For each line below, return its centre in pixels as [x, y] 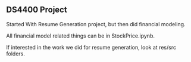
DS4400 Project [37, 10]
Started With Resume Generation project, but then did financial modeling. [96, 24]
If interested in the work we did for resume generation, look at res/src [91, 47]
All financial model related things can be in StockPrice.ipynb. [80, 36]
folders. [15, 54]
